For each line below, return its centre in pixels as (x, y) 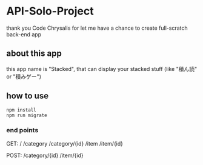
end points (22, 130)
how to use (28, 96)
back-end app (24, 34)
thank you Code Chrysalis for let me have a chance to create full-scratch (97, 28)
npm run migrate (27, 115)
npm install (21, 110)
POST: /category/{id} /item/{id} (45, 155)
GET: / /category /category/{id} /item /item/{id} (65, 143)
